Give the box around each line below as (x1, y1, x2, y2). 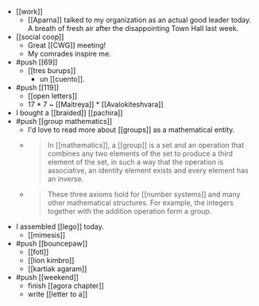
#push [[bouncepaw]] (15, 238, 88, 248)
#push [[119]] (15, 83, 60, 92)
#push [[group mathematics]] (15, 117, 113, 126)
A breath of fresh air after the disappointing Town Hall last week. (27, 24, 239, 33)
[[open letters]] (27, 91, 78, 100)
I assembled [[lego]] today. (15, 222, 105, 231)
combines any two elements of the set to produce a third (47, 149, 233, 158)
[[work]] (15, 7, 43, 16)
